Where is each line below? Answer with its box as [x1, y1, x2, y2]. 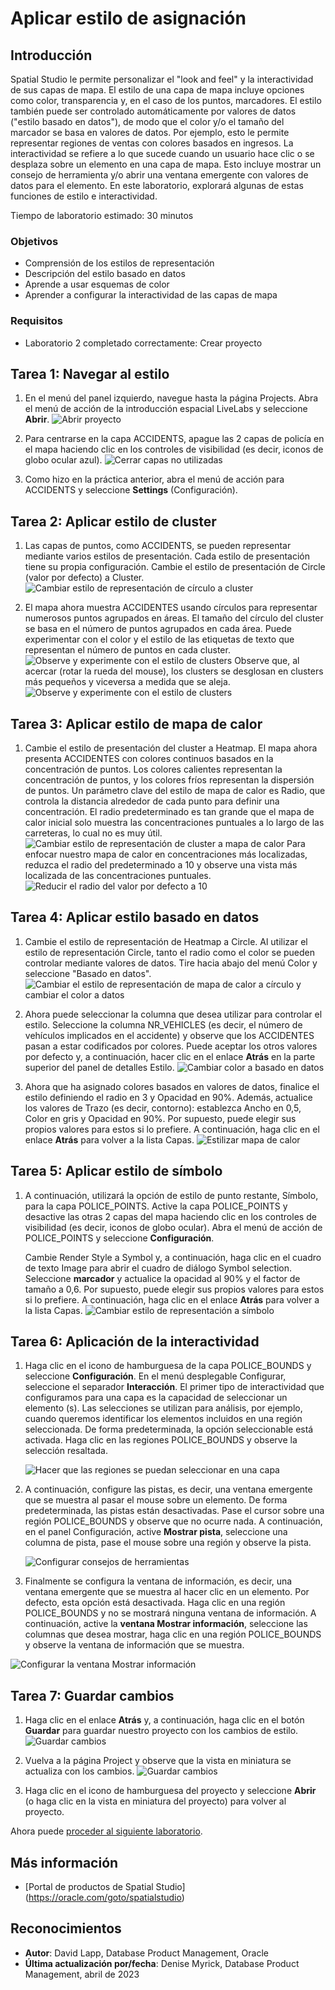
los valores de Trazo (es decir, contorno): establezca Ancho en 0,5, [24, 1102, 302, 1114]
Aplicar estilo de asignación [10, 7, 247, 30]
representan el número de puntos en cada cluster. [24, 644, 231, 656]
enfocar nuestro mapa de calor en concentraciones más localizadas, [24, 848, 308, 861]
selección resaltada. [24, 1445, 108, 1457]
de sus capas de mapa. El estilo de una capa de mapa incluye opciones [10, 84, 305, 96]
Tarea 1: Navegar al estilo [10, 365, 170, 382]
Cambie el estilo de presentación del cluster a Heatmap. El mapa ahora [24, 742, 318, 754]
